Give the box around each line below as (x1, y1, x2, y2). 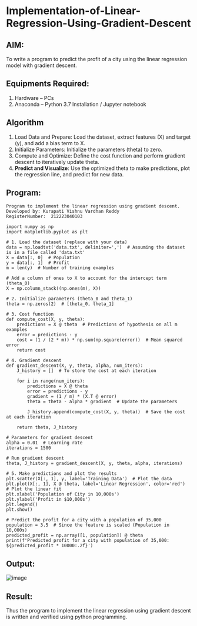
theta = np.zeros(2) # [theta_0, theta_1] (6, 301, 115, 307)
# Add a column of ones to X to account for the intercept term (6, 275, 167, 282)
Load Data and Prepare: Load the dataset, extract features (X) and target (14, 133, 191, 140)
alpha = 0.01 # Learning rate (6, 440, 83, 446)
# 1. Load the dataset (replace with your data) (6, 239, 128, 245)
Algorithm (6, 118, 44, 128)
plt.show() (6, 507, 33, 513)
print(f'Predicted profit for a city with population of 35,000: (6, 538, 169, 544)
